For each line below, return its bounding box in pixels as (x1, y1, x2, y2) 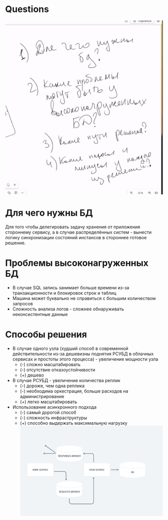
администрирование (19, 393, 64, 399)
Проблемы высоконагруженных (5, 257, 149, 269)
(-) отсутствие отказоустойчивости (19, 367, 95, 373)
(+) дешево (19, 372, 44, 378)
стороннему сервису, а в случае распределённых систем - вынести (5, 229, 152, 235)
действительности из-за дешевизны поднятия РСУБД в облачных (12, 351, 154, 357)
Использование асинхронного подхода (12, 404, 96, 410)
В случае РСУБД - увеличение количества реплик (12, 377, 121, 383)
